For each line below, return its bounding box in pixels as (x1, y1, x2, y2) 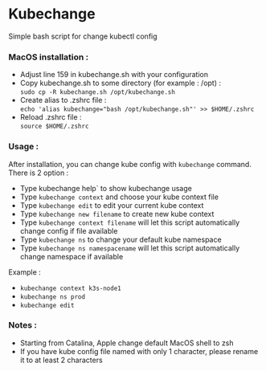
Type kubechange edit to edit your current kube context (19, 200, 204, 210)
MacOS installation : (8, 51, 89, 63)
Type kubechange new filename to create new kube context (19, 209, 215, 218)
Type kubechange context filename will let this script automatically (19, 218, 240, 227)
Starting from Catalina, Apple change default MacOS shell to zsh (19, 338, 235, 348)
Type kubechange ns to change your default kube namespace (19, 234, 223, 244)
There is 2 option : (8, 168, 69, 177)
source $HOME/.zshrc (19, 122, 89, 131)
